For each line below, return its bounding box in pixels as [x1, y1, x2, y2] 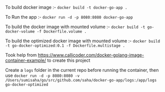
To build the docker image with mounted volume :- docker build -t [5, 24, 145, 30]
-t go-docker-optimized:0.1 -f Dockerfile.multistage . [5, 43, 125, 48]
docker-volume [5, 29, 35, 34]
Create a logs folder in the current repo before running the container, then [5, 67, 159, 73]
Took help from [5, 52, 37, 58]
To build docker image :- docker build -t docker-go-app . [5, 5, 128, 10]
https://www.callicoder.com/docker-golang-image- [37, 52, 144, 58]
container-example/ [5, 57, 46, 63]
